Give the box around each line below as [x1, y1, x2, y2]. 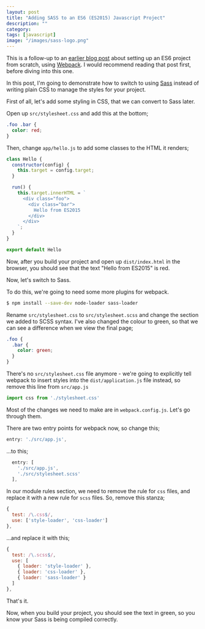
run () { [12, 184, 32, 190]
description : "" [6, 20, 48, 26]
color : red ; [12, 127, 43, 133]
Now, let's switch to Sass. [6, 276, 72, 283]
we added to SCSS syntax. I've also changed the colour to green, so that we [6, 318, 198, 325]
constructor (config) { [12, 162, 70, 168]
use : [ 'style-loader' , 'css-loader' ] [12, 517, 108, 523]
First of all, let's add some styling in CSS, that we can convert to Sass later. [6, 98, 195, 105]
